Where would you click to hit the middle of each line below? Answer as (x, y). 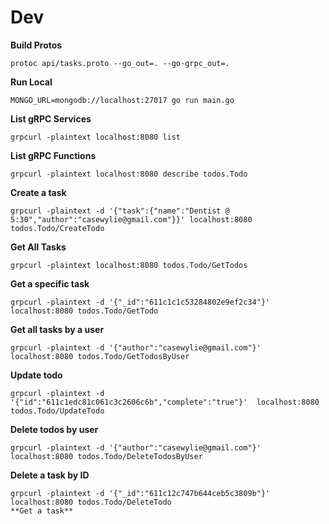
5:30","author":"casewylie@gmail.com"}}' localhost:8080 (131, 219)
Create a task (38, 192)
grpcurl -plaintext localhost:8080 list (96, 137)
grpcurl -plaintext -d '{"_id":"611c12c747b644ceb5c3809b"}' (140, 493)
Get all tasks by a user (57, 329)
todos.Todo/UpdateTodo (57, 411)
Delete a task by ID (50, 475)
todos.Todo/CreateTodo (57, 228)
